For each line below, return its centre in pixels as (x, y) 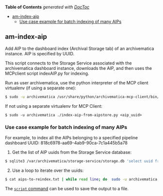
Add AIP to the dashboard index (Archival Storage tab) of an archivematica (80, 49)
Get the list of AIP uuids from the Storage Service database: (72, 152)
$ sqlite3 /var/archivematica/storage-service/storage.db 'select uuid (79, 161)
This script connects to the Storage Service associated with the (68, 63)
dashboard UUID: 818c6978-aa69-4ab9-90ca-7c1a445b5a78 (66, 143)
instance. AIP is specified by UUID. (40, 53)
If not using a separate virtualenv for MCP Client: (54, 106)
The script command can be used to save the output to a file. (67, 188)
